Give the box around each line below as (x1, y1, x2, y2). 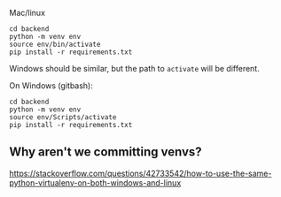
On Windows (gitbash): (9, 80, 93, 91)
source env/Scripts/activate (9, 113, 117, 122)
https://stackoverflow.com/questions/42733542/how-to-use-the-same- (9, 168, 272, 178)
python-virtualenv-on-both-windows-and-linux (9, 177, 182, 188)
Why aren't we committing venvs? (9, 145, 202, 160)
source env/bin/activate (9, 40, 101, 49)
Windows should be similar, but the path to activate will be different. (9, 64, 260, 73)
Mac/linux (9, 8, 46, 18)
